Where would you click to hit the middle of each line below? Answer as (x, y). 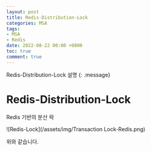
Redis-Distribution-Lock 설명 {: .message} (59, 75)
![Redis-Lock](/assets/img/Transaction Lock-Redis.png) (76, 129)
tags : (13, 29)
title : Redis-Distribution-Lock (47, 18)
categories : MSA (27, 23)
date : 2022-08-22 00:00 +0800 (45, 46)
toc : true (19, 51)
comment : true (24, 57)
